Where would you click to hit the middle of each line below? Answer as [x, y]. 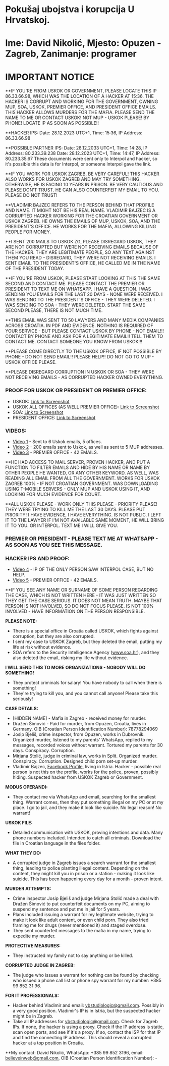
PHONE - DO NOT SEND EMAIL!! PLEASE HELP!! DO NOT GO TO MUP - [80, 357]
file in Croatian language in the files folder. [57, 843]
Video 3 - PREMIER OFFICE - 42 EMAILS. [55, 452]
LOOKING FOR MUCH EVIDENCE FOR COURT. [53, 494]
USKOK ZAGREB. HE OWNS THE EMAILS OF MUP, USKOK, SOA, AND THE [83, 221]
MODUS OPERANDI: [26, 787]
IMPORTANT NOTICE [50, 77]
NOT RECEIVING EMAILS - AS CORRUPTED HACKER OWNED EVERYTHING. [84, 378]
